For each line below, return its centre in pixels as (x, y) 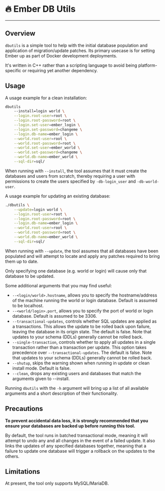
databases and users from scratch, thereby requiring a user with (70, 176)
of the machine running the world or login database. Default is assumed (85, 300)
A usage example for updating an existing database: (58, 196)
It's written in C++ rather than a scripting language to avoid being (71, 65)
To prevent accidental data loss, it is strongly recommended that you (77, 420)
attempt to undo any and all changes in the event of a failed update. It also (80, 440)
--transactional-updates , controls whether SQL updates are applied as (84, 321)
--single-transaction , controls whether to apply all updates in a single (84, 342)
